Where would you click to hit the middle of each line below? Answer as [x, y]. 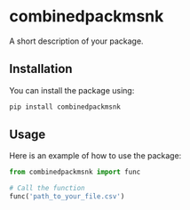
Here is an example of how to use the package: [95, 156]
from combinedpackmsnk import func [75, 172]
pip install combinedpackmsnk [65, 107]
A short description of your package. [76, 41]
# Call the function [47, 189]
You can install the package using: [72, 90]
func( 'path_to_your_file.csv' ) [67, 197]
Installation [41, 69]
